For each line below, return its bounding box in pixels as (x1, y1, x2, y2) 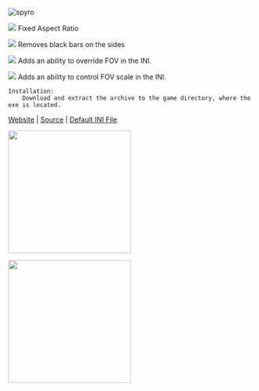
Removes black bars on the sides (17, 40, 126, 49)
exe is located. (8, 101, 61, 109)
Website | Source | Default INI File (8, 115, 118, 124)
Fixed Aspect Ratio (17, 24, 79, 33)
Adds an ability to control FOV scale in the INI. (17, 72, 166, 82)
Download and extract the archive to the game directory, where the (22, 94, 251, 102)
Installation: (8, 87, 55, 95)
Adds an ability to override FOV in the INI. (17, 56, 151, 65)
